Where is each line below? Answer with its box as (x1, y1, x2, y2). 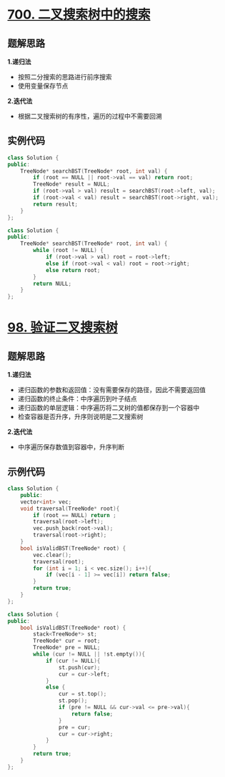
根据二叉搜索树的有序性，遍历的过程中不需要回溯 (17, 112, 162, 120)
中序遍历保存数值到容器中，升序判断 (17, 443, 125, 451)
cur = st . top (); (58, 691, 107, 698)
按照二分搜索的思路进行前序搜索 (17, 73, 112, 81)
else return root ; (45, 266, 101, 274)
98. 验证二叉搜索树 (7, 319, 118, 336)
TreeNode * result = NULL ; (33, 181, 111, 188)
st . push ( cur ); (58, 663, 101, 671)
